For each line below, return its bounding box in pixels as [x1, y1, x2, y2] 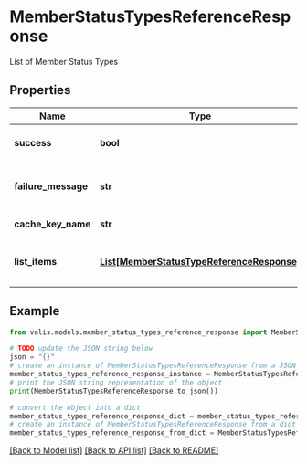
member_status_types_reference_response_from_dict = [9, 428, 215, 438]
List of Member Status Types [9, 56, 119, 67]
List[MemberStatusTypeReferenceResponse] [100, 255, 302, 268]
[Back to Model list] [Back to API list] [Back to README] [9, 445, 219, 456]
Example [9, 303, 60, 319]
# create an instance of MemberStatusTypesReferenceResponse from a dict [9, 420, 297, 429]
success [14, 136, 52, 149]
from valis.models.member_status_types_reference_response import [9, 327, 268, 337]
